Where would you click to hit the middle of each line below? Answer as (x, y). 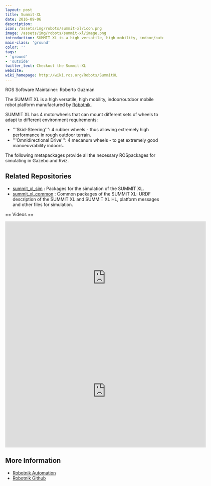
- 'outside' (18, 61)
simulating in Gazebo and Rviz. (37, 160)
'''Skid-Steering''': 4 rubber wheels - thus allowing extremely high (81, 129)
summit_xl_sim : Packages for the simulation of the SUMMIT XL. (78, 188)
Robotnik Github (29, 478)
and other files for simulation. (43, 205)
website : (14, 71)
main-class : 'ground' (28, 43)
